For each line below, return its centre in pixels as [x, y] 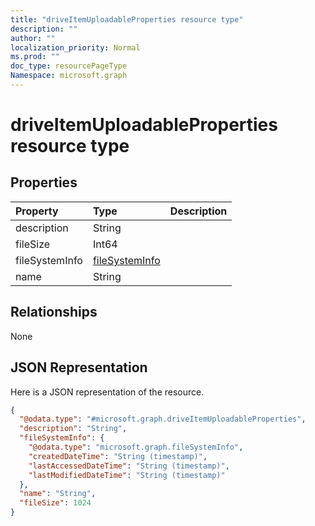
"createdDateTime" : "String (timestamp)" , [118, 456]
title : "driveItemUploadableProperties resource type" [127, 19]
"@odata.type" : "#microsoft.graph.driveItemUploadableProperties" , [163, 419]
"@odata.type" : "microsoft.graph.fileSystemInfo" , [136, 447]
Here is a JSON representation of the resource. [107, 392]
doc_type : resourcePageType [69, 66]
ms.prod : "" [35, 57]
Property [37, 211]
